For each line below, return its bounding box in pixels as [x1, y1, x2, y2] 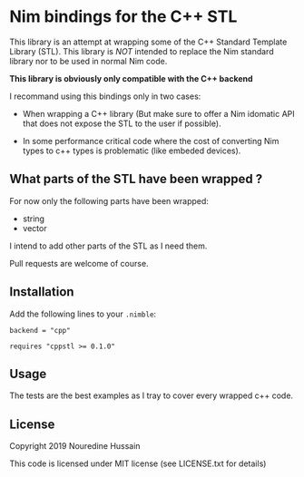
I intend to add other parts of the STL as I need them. [9, 240, 208, 251]
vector [22, 222, 47, 233]
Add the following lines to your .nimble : [9, 308, 157, 319]
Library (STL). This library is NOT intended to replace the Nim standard [9, 45, 274, 56]
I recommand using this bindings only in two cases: [9, 91, 201, 102]
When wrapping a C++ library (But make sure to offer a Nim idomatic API [22, 108, 295, 119]
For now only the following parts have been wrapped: [9, 195, 209, 206]
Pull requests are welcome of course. [9, 258, 149, 268]
